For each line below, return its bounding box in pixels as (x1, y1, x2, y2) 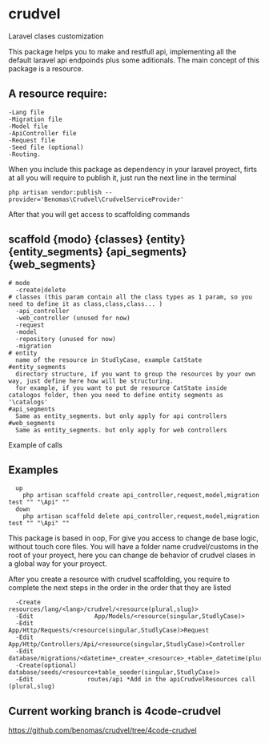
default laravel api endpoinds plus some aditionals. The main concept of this (8, 55, 260, 65)
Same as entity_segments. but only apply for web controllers (15, 426, 227, 434)
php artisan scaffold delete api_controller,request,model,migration (22, 512, 260, 520)
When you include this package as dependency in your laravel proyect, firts (8, 164, 258, 174)
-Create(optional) (15, 661, 78, 669)
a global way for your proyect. (8, 559, 107, 568)
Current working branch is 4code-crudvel (8, 704, 222, 717)
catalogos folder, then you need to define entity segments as (8, 391, 224, 399)
